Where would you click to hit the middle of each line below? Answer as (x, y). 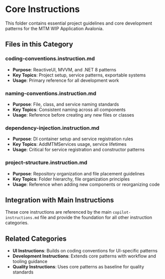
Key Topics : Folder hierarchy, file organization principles (71, 179)
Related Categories (36, 239)
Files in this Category (39, 44)
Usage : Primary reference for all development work (66, 80)
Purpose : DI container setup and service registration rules (73, 139)
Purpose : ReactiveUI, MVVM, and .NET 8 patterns (64, 69)
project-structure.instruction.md (46, 163)
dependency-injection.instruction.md (52, 128)
